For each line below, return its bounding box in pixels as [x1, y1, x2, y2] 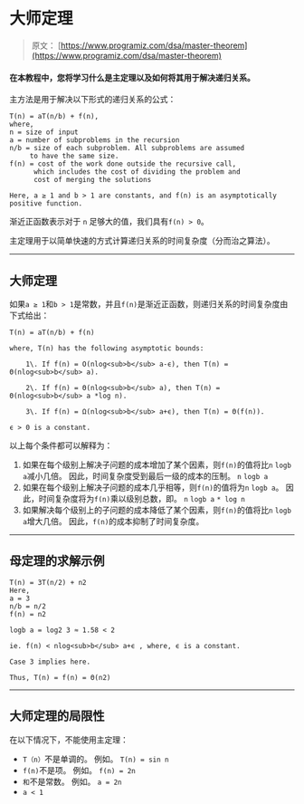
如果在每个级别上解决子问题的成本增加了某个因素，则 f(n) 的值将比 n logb [22, 459, 292, 470]
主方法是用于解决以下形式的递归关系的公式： [9, 94, 176, 105]
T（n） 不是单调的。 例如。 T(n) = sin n [22, 753, 169, 764]
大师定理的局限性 [9, 708, 105, 724]
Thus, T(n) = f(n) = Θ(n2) [9, 673, 111, 682]
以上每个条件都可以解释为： [9, 440, 113, 451]
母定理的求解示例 [9, 553, 105, 569]
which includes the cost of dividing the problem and [33, 167, 242, 177]
